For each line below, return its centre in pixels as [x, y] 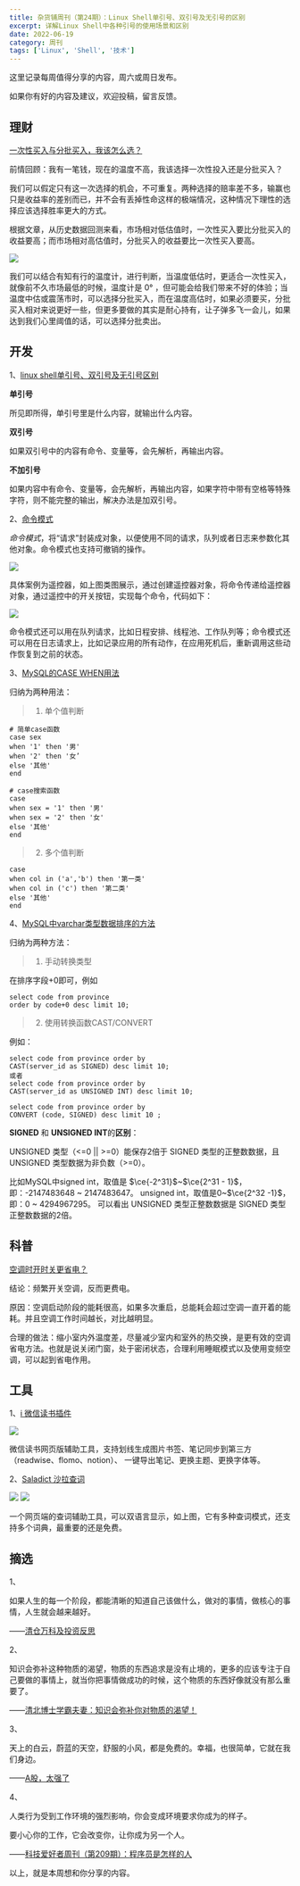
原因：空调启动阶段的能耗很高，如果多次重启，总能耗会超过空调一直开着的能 [150, 1307]
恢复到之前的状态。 [52, 653]
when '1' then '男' [45, 746]
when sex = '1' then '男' [57, 808]
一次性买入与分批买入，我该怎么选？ [76, 150]
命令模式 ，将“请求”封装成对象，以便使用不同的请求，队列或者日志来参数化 [146, 537]
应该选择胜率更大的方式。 [64, 210]
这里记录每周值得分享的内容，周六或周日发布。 [95, 78]
